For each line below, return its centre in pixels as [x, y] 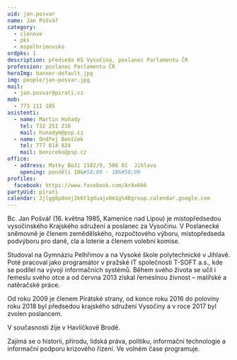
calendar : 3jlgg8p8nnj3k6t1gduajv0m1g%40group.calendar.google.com [109, 198]
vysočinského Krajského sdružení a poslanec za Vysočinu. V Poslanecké [113, 226]
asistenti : [23, 113]
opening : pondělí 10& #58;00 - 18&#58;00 [80, 172]
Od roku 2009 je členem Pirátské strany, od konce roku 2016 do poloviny [113, 299]
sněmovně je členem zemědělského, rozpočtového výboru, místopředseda [116, 234]
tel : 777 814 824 [46, 146]
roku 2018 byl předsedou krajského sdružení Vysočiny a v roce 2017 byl [112, 306]
